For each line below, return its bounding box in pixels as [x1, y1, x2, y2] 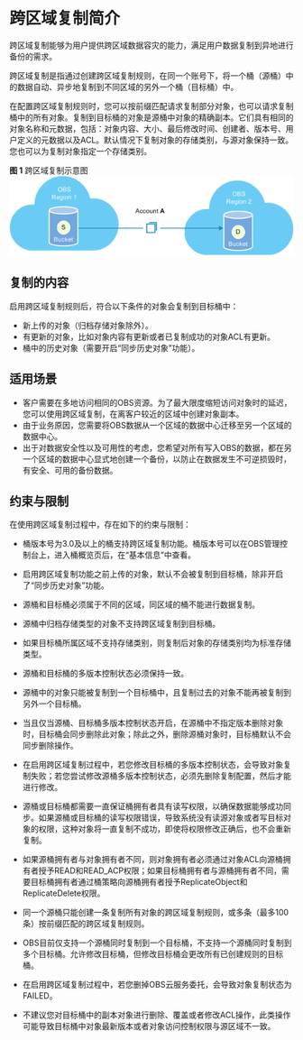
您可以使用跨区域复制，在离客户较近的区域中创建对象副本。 [22, 408, 244, 419]
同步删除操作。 [22, 741, 78, 751]
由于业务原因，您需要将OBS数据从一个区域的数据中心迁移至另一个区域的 [22, 419, 292, 430]
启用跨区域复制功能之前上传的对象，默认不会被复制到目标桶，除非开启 [22, 569, 284, 580]
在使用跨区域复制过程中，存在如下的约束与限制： [9, 520, 191, 530]
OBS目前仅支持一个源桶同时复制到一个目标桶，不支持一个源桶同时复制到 [22, 937, 292, 948]
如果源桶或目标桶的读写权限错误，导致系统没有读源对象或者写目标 [38, 813, 284, 824]
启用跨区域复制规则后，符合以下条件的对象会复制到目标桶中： [9, 300, 239, 311]
